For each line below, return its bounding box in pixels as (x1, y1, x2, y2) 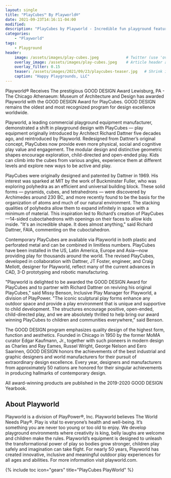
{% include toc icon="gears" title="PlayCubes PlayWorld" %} (5, 467, 134, 473)
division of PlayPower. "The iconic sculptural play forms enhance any (5, 295, 151, 301)
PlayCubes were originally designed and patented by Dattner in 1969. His (5, 172, 159, 178)
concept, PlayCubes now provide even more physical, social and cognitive (5, 141, 161, 147)
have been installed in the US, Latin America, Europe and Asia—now (5, 247, 149, 253)
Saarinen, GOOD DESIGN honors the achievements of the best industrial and (5, 348, 166, 354)
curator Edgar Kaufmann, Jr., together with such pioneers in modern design (5, 337, 164, 343)
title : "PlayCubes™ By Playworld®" (5, 12, 81, 17)
